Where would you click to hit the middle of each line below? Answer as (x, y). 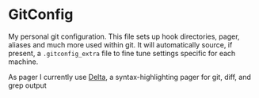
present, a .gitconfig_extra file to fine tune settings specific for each (122, 53)
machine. (23, 62)
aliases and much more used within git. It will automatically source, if (120, 44)
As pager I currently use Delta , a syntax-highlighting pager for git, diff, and (130, 77)
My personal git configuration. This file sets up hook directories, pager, (124, 36)
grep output (27, 85)
